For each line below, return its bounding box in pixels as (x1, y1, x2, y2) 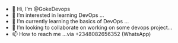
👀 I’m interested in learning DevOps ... (11, 12, 104, 19)
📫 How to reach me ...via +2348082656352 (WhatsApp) (11, 31, 151, 37)
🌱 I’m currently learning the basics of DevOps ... (11, 18, 129, 24)
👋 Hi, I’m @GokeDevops (11, 6, 70, 12)
